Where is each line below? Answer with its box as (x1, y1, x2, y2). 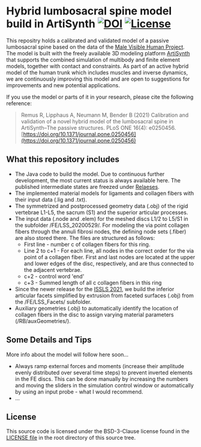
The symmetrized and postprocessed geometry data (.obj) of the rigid (14, 202, 188, 209)
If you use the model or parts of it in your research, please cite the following (6, 93, 194, 100)
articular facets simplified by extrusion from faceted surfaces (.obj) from (14, 292, 194, 299)
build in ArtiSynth (6, 17, 96, 31)
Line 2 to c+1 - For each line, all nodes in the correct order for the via (23, 247, 194, 254)
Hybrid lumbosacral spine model (6, 4, 172, 18)
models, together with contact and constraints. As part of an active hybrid (6, 62, 189, 70)
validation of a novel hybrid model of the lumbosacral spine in (20, 117, 174, 125)
